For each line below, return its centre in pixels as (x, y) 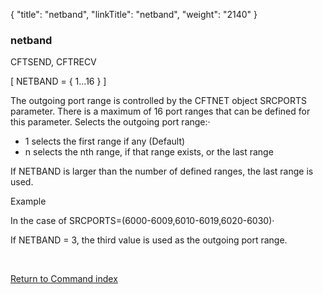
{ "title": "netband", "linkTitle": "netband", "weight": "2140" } (134, 14)
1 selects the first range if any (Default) (105, 141)
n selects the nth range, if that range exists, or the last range (149, 152)
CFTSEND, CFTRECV (53, 62)
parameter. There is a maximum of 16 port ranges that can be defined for (160, 111)
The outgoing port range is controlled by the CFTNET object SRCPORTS (159, 101)
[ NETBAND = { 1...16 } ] (58, 81)
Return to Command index (64, 279)
